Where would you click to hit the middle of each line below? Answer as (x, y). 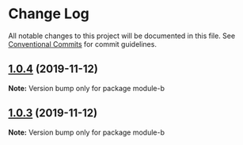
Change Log (49, 14)
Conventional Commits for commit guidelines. (82, 44)
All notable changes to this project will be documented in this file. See (122, 36)
